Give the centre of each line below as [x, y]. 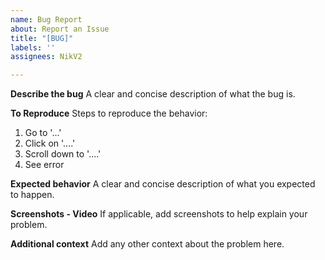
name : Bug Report [46, 19]
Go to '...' [43, 133]
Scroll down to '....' [63, 154]
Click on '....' [50, 143]
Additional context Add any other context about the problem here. [147, 244]
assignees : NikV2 [46, 57]
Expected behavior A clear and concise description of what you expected [163, 184]
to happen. [32, 195]
